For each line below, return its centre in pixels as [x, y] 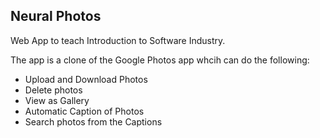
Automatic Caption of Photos [84, 111]
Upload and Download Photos [86, 79]
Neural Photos [56, 16]
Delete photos [53, 90]
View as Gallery [57, 100]
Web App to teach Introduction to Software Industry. [118, 40]
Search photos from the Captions [93, 121]
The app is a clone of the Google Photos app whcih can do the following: [160, 60]
